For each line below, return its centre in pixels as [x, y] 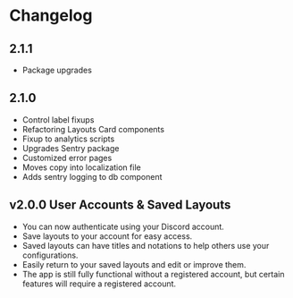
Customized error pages [67, 158]
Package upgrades [57, 70]
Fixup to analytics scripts [68, 139]
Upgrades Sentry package [71, 148]
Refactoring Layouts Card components [93, 129]
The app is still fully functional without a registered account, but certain [153, 274]
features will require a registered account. [99, 284]
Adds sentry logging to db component [92, 176]
